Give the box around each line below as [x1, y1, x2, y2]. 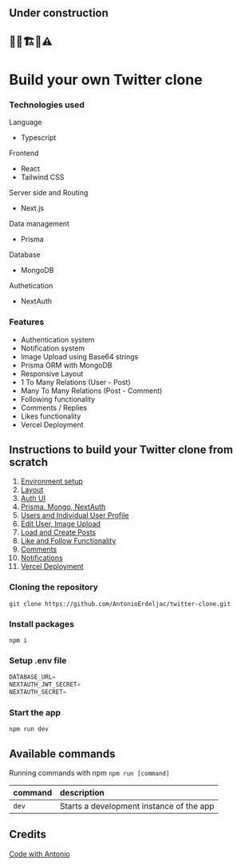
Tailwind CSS [20, 172, 65, 182]
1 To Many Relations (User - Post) [20, 377, 131, 387]
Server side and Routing [9, 188, 89, 198]
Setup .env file [9, 655, 67, 666]
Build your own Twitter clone [9, 70, 203, 89]
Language [9, 118, 42, 127]
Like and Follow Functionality [20, 536, 117, 546]
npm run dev [9, 725, 49, 733]
